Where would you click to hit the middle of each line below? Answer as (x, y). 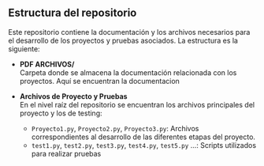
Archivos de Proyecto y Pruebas (73, 96)
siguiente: (24, 49)
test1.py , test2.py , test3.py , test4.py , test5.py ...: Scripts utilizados (144, 145)
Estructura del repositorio (73, 13)
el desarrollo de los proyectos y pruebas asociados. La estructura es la (123, 40)
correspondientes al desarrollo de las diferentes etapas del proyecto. (143, 137)
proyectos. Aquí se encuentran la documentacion (99, 81)
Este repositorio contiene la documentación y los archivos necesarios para (129, 32)
